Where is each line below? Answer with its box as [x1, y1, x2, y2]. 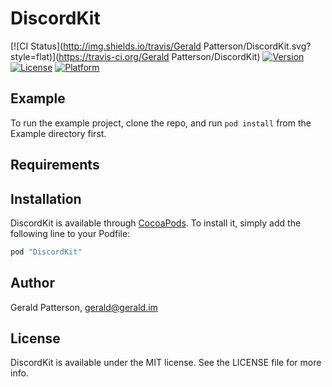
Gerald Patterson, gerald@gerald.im [10, 301, 158, 313]
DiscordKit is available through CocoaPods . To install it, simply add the [10, 217, 302, 229]
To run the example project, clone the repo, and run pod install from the [10, 117, 312, 129]
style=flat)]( [10, 50, 60, 62]
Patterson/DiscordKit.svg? [203, 40, 312, 52]
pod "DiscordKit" [10, 247, 83, 257]
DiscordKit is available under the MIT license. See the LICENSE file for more [10, 357, 322, 369]
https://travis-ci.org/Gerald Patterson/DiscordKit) [58, 50, 261, 62]
